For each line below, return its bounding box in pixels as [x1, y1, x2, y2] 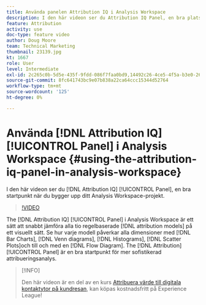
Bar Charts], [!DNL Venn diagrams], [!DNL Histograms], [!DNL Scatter [6, 235, 181, 243]
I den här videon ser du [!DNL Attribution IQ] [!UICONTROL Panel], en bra [6, 185, 191, 193]
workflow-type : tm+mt [6, 83, 62, 89]
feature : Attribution [6, 20, 62, 26]
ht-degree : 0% [6, 94, 43, 100]
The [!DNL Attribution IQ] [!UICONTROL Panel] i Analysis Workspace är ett [6, 216, 194, 223]
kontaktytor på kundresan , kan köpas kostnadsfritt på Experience [21, 285, 187, 292]
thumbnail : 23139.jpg [6, 49, 62, 55]
